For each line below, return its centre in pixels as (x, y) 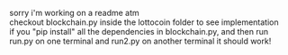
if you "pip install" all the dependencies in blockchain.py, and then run (139, 31)
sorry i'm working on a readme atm (74, 13)
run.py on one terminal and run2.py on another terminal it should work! (140, 41)
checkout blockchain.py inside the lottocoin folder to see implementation (144, 22)
